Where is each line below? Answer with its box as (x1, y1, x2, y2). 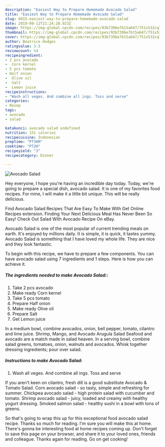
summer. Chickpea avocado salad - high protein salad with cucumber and (5, 390, 155, 396)
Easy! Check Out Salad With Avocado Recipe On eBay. (5, 216, 115, 222)
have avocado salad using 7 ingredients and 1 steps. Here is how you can (5, 256, 153, 262)
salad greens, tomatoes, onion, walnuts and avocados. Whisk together (5, 341, 147, 347)
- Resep (5, 103, 21, 108)
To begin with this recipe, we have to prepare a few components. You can (5, 251, 154, 256)
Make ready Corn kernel (12, 290, 61, 296)
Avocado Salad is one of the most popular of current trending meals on (5, 225, 149, 231)
